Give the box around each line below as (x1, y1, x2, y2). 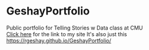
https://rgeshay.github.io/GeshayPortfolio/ (6, 37, 111, 44)
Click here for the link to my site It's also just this (6, 30, 127, 37)
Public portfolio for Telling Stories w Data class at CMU (6, 24, 144, 31)
